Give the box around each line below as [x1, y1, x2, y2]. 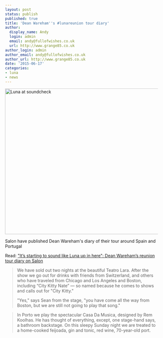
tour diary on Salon [5, 258, 43, 264]
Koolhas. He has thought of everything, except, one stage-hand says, [16, 317, 156, 323]
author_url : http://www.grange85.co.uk [5, 57, 86, 62]
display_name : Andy [9, 30, 49, 34]
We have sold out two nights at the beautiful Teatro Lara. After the [16, 267, 149, 273]
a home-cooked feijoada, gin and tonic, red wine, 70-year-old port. [16, 327, 151, 333]
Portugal [5, 243, 22, 249]
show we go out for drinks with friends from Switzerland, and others [16, 272, 154, 278]
